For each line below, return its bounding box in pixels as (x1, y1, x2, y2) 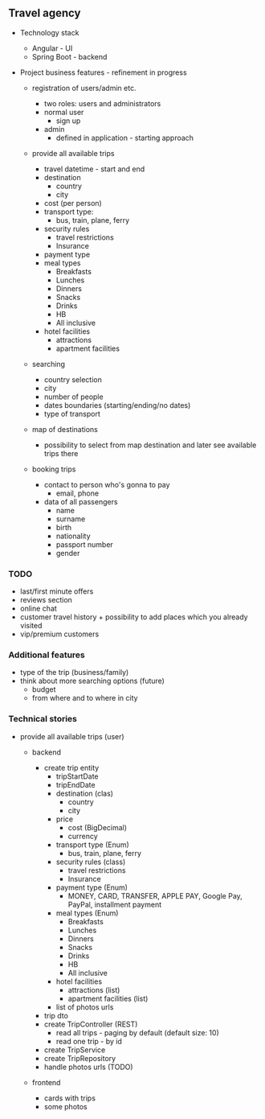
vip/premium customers (19, 629, 100, 639)
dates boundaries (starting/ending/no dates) (43, 400, 191, 409)
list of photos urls (55, 1002, 114, 1012)
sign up (55, 116, 81, 125)
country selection (43, 374, 102, 385)
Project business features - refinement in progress (19, 68, 187, 77)
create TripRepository (43, 1053, 116, 1063)
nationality (55, 531, 91, 541)
